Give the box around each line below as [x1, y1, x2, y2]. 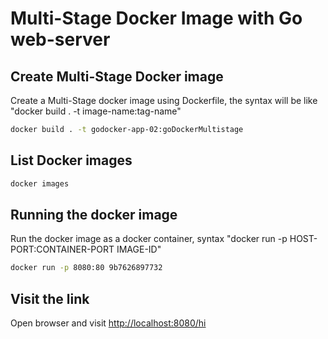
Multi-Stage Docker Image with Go [10, 7, 303, 30]
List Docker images [10, 152, 133, 169]
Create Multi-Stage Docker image [10, 68, 224, 85]
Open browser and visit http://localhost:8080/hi [10, 317, 207, 329]
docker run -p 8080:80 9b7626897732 [10, 263, 163, 273]
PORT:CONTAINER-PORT [10, 243, 115, 256]
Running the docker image [10, 206, 178, 223]
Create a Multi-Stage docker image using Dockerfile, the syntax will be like [10, 95, 318, 106]
